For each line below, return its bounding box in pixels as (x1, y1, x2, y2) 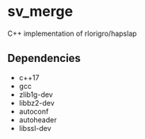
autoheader (18, 114, 57, 125)
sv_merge (7, 2, 73, 21)
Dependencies (7, 52, 81, 65)
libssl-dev (18, 123, 52, 133)
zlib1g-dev (18, 90, 53, 99)
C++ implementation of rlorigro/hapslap (7, 29, 137, 38)
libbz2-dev (18, 98, 55, 107)
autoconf (18, 106, 49, 116)
